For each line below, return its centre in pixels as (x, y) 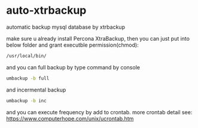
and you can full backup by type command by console (73, 67)
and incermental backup (36, 90)
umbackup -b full (28, 78)
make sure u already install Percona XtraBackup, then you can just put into (98, 38)
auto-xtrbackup (46, 10)
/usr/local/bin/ (26, 56)
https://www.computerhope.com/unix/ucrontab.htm (70, 118)
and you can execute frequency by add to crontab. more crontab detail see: (99, 112)
